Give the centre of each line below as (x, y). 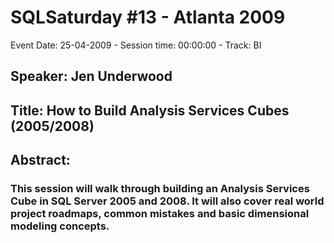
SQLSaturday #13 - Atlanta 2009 (148, 17)
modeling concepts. (60, 226)
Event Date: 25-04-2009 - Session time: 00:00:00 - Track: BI (136, 45)
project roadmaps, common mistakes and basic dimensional (160, 214)
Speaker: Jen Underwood (91, 76)
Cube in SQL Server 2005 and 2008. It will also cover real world (167, 201)
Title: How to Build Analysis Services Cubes (150, 110)
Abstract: (40, 160)
